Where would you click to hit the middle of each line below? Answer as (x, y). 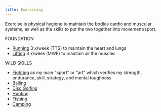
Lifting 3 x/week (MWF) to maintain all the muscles (64, 53)
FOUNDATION (20, 38)
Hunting (20, 93)
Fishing (20, 99)
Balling (19, 83)
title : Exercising (24, 10)
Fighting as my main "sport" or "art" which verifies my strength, (77, 73)
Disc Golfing (25, 88)
